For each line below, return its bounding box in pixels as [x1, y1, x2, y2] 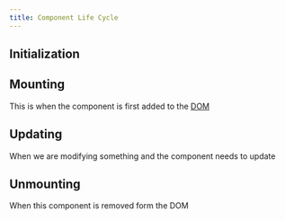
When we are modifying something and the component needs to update [9, 150, 276, 162]
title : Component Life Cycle [9, 13, 119, 22]
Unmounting [9, 177, 81, 192]
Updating [9, 127, 63, 142]
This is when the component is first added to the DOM [9, 101, 210, 111]
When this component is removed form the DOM [9, 200, 189, 211]
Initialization [9, 47, 81, 62]
